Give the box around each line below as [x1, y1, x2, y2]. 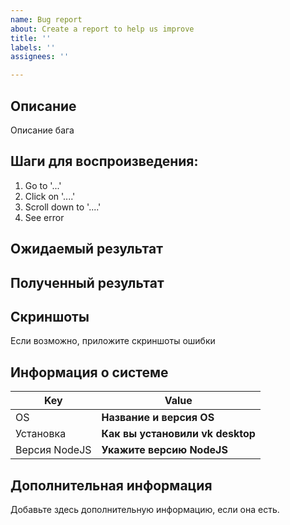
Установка [15, 427, 67, 441]
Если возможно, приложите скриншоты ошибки [10, 335, 216, 347]
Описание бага [10, 124, 75, 136]
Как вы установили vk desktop [101, 427, 256, 441]
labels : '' [10, 42, 56, 53]
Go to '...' [24, 179, 62, 191]
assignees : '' [10, 52, 70, 62]
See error [24, 211, 65, 223]
